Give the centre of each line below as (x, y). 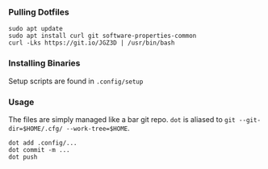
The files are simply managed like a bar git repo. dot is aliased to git (122, 119)
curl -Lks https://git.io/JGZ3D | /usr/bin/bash (92, 43)
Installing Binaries (44, 63)
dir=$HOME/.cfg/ (36, 129)
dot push (23, 157)
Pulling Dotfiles (39, 12)
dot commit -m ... (39, 150)
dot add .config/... (43, 143)
